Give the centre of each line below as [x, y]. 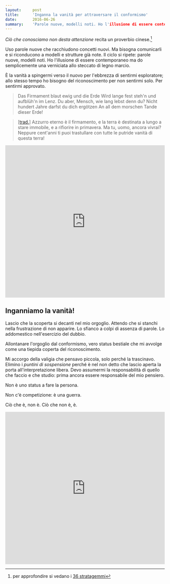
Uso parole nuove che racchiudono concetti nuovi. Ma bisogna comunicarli [83, 49]
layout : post [24, 10]
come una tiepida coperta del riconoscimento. [53, 349]
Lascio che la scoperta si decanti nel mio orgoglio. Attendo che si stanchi [81, 323]
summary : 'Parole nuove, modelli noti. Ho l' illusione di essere [79, 24]
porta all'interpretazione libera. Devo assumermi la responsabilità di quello [83, 370]
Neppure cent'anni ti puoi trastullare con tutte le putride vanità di [85, 133]
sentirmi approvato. [26, 86]
